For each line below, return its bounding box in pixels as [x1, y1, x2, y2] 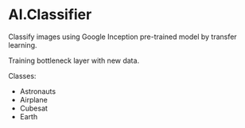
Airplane [19, 95, 48, 104]
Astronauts [19, 86, 56, 96]
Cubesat [19, 103, 48, 113]
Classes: [8, 71, 37, 80]
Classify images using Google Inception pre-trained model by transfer [8, 32, 237, 41]
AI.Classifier [8, 6, 92, 24]
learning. [8, 40, 37, 49]
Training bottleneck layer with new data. [8, 56, 140, 65]
